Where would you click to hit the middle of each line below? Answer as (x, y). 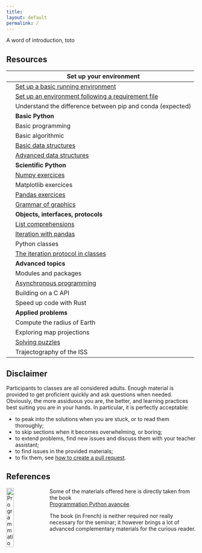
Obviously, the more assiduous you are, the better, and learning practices (97, 401)
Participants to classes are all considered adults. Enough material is (90, 388)
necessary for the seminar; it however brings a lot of (114, 522)
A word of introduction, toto (41, 41)
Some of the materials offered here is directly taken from (120, 491)
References (28, 476)
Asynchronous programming (56, 283)
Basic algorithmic (40, 136)
